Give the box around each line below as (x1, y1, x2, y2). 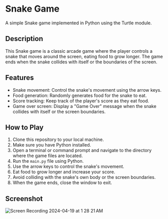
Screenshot (5, 194, 43, 203)
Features (5, 74, 34, 82)
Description (5, 34, 43, 43)
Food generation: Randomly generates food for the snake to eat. (12, 92, 147, 98)
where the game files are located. (12, 153, 83, 159)
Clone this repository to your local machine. (12, 136, 104, 142)
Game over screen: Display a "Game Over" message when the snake (12, 103, 156, 109)
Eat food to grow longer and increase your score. (12, 169, 116, 175)
